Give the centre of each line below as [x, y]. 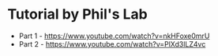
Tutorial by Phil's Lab [77, 14]
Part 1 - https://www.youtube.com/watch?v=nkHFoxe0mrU [114, 36]
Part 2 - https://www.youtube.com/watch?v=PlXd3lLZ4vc [112, 44]
